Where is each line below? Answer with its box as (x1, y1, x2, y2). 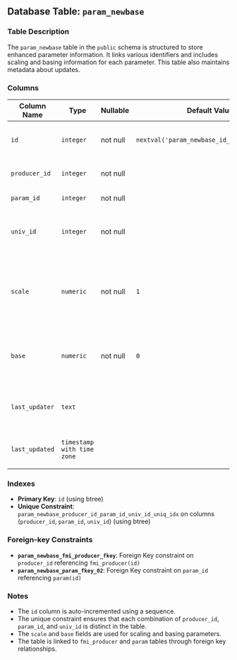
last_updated (11, 445, 55, 453)
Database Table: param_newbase (7, 6, 145, 18)
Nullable (100, 105, 129, 115)
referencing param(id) (17, 573, 83, 582)
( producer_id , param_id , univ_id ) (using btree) (17, 518, 151, 526)
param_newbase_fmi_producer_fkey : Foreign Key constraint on (17, 551, 194, 559)
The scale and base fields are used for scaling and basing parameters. (17, 629, 222, 637)
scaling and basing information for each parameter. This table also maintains (7, 58, 230, 66)
